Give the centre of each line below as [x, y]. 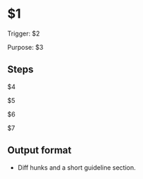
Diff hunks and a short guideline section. [76, 167]
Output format [40, 150]
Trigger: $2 [24, 33]
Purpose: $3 [25, 47]
